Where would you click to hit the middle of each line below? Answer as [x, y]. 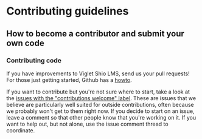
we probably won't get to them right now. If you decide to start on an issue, [100, 111]
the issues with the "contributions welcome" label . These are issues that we [101, 98]
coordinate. [21, 130]
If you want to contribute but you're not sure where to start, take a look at [98, 92]
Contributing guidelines [68, 11]
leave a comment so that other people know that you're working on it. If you [101, 117]
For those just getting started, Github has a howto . [69, 80]
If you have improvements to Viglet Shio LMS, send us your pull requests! [98, 73]
